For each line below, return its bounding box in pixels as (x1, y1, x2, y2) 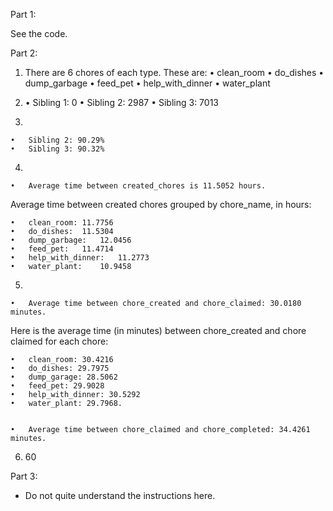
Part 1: (10, 9, 37, 20)
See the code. (10, 28, 68, 39)
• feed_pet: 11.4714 (10, 244, 114, 254)
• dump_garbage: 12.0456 (10, 235, 132, 245)
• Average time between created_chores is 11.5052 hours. (10, 181, 267, 191)
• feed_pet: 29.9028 (10, 381, 105, 391)
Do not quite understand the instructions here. (24, 490, 216, 501)
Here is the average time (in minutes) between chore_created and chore (10, 325, 307, 336)
